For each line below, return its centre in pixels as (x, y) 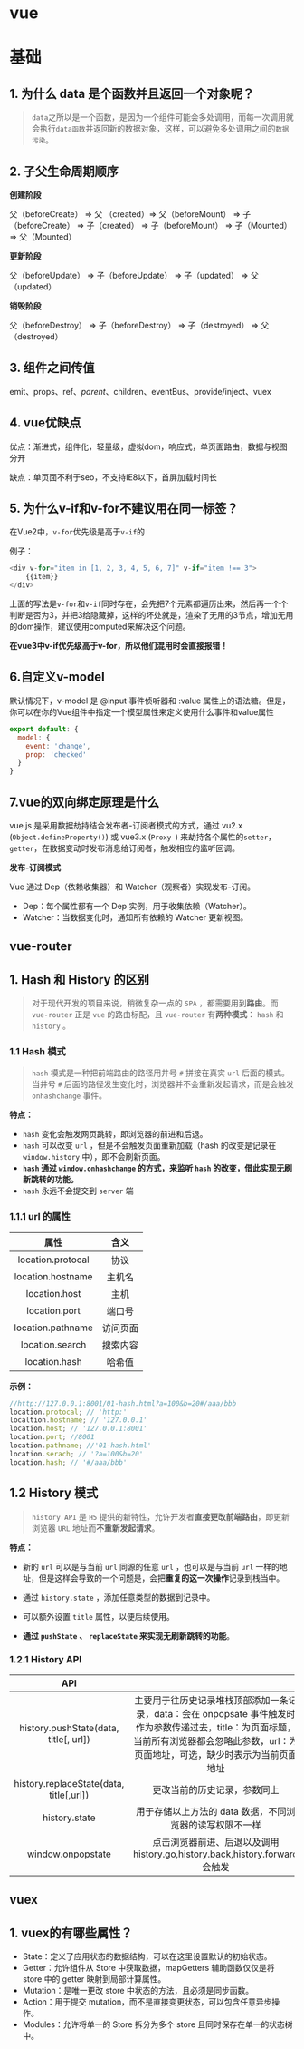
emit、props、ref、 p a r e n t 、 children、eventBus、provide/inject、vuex (140, 391)
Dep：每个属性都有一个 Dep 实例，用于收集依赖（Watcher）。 (137, 906)
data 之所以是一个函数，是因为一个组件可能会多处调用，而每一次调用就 (162, 117)
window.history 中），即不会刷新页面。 (94, 1157)
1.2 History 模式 (54, 1493)
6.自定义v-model (57, 677)
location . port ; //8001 (52, 1437)
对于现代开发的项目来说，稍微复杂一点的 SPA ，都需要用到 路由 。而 (155, 1003)
